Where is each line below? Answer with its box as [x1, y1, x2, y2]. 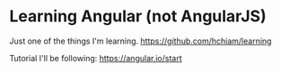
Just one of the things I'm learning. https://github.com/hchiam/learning [9, 36, 272, 46]
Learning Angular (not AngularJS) [9, 6, 267, 27]
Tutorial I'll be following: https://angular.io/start [9, 52, 182, 63]
